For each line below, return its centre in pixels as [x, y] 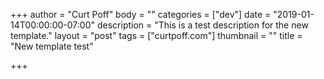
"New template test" [52, 46]
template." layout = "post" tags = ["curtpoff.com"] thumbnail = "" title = [156, 35]
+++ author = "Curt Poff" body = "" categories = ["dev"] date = [141, 14]
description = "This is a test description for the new [202, 25]
